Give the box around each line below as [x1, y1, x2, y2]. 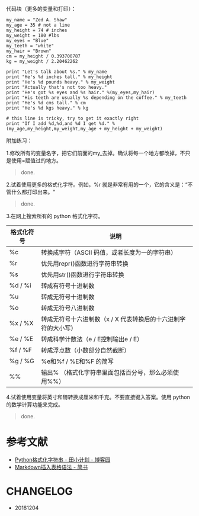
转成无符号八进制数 [41, 304, 95, 312]
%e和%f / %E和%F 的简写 [41, 357, 114, 366]
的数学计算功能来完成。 [6, 401, 63, 408]
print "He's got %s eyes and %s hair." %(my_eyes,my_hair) [6, 89, 155, 95]
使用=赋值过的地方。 [11, 157, 62, 164]
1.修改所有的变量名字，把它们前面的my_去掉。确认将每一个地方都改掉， [6, 150, 180, 156]
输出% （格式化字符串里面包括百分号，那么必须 [41, 368, 174, 376]
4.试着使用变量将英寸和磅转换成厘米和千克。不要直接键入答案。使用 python [6, 393, 191, 400]
